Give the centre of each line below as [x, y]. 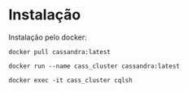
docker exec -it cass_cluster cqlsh [70, 80]
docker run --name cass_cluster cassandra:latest [94, 66]
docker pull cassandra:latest [60, 52]
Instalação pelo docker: [48, 37]
